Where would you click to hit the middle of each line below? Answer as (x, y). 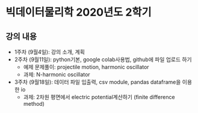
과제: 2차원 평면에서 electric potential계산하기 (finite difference (99, 97)
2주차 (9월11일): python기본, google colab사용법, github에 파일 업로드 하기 (103, 60)
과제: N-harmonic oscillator (57, 75)
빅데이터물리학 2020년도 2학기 (79, 12)
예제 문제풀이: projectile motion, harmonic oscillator (86, 67)
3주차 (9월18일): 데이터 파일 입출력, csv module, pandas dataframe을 (97, 82)
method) (34, 104)
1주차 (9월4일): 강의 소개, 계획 (50, 52)
